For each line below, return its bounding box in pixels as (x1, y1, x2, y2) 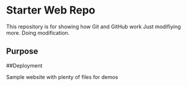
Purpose (6, 47, 39, 57)
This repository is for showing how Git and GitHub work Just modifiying (6, 23, 181, 30)
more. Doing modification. (6, 29, 70, 36)
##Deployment (6, 62, 43, 69)
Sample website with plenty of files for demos (6, 73, 119, 80)
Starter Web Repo (6, 4, 96, 17)
